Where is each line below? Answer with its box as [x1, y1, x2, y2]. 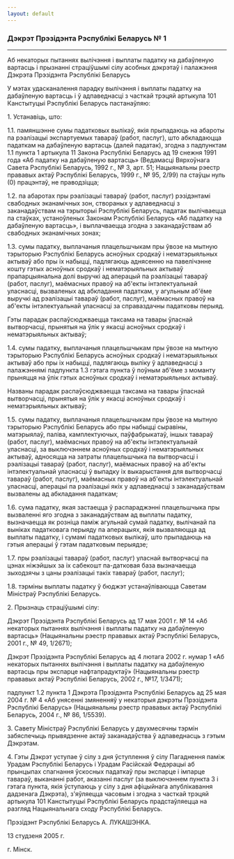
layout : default [7, 10, 54, 17]
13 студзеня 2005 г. [7, 831, 65, 839]
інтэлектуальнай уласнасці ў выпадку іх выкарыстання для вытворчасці [7, 467, 223, 475]
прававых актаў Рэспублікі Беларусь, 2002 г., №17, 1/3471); [7, 674, 183, 683]
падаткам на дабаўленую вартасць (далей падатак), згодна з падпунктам [7, 140, 227, 149]
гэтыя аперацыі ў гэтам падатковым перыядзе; [7, 540, 148, 549]
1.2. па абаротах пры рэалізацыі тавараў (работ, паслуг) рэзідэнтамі [7, 192, 211, 200]
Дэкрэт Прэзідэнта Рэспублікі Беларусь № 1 [7, 33, 167, 43]
